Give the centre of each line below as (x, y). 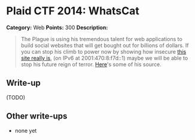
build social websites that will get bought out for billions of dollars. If (105, 45)
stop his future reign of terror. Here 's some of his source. (91, 64)
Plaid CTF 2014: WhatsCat (73, 11)
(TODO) (16, 97)
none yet (26, 130)
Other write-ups (37, 116)
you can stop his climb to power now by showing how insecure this (103, 51)
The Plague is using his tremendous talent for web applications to (101, 39)
